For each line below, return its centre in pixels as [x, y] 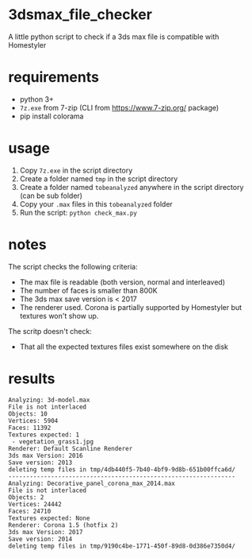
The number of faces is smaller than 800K [88, 290]
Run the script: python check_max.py [78, 212]
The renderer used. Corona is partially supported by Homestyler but [131, 307]
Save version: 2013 [40, 463]
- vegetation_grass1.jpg [52, 442]
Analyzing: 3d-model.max [49, 400]
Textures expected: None [49, 518]
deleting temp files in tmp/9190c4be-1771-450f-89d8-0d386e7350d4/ [122, 546]
